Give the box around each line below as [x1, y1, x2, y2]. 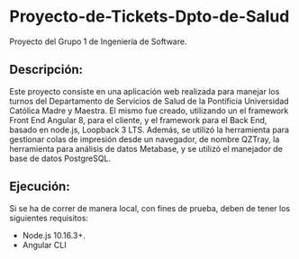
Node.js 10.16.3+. [22, 229, 86, 240]
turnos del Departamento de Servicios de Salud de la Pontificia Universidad [9, 95, 290, 106]
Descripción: [9, 62, 84, 77]
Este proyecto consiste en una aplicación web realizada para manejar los [9, 85, 280, 96]
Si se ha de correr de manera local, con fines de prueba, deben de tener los [9, 202, 291, 213]
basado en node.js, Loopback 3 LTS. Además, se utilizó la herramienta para [9, 124, 290, 135]
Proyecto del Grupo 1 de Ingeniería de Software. [9, 36, 187, 47]
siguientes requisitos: [9, 212, 88, 223]
